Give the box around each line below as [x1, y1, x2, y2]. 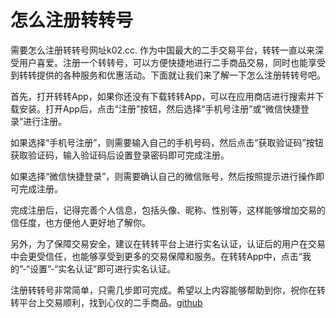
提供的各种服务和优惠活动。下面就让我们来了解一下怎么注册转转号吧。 [36, 69, 326, 81]
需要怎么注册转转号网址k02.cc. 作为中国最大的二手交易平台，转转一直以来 [10, 44, 316, 56]
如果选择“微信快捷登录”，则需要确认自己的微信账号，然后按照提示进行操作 [10, 170, 317, 182]
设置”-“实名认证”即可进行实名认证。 [29, 262, 177, 275]
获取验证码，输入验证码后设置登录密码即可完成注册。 [10, 149, 230, 161]
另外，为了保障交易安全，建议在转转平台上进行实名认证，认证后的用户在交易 [10, 237, 326, 250]
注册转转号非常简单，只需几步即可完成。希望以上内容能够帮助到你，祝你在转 [10, 284, 326, 296]
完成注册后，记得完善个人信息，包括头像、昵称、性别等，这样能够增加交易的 [10, 204, 326, 216]
